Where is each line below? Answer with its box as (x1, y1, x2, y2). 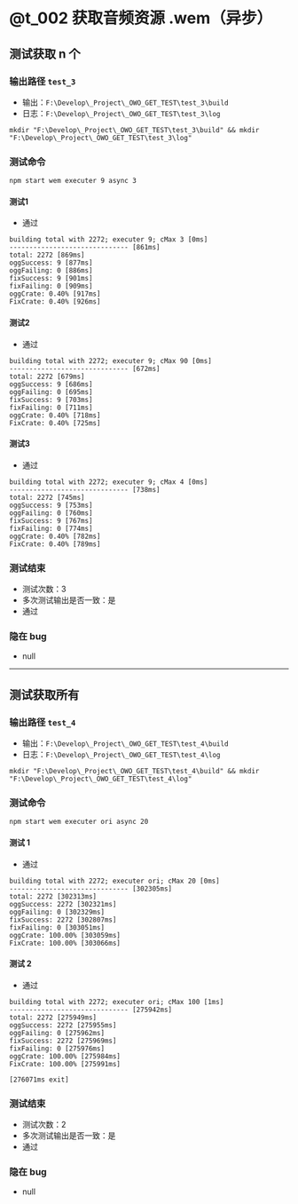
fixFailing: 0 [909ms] (9, 281, 93, 291)
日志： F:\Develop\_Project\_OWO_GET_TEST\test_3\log (21, 107, 221, 118)
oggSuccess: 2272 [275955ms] (9, 1020, 117, 1030)
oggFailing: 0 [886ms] (9, 266, 93, 275)
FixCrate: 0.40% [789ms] (9, 539, 101, 549)
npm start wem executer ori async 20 (9, 818, 149, 827)
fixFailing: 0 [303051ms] (9, 923, 105, 932)
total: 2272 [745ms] (9, 493, 86, 502)
